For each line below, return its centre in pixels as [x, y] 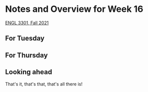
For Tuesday [25, 38]
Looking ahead [29, 72]
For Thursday [27, 55]
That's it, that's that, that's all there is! [44, 84]
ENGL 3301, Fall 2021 [27, 23]
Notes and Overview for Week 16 [74, 9]
